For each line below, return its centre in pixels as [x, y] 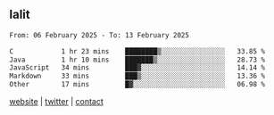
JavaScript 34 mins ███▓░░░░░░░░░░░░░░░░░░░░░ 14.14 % [137, 68]
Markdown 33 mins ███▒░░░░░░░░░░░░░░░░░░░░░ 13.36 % [137, 76]
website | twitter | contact [57, 102]
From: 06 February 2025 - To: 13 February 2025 [100, 35]
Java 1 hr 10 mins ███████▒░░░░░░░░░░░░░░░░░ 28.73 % [137, 60]
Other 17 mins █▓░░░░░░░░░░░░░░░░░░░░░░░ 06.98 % [137, 85]
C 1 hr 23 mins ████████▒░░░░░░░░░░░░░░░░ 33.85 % [137, 51]
